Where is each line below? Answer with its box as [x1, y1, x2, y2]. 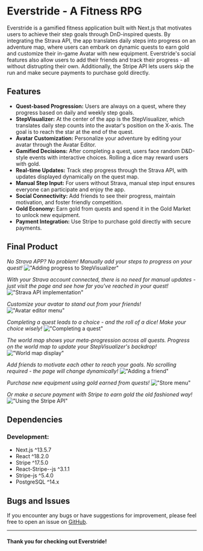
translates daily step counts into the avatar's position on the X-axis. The [15, 122, 194, 129]
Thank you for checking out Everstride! [7, 538, 107, 545]
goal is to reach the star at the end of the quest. [15, 128, 134, 135]
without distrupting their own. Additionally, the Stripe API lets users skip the [7, 62, 194, 70]
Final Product [7, 242, 58, 252]
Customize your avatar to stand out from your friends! [7, 300, 142, 307]
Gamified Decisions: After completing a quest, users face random [15, 147, 180, 154]
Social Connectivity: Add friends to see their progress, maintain [15, 192, 175, 200]
